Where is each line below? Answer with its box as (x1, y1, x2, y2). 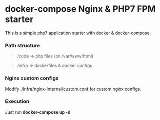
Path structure (5, 42, 40, 49)
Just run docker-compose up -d (5, 109, 71, 115)
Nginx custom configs (5, 75, 59, 81)
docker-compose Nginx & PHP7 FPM (5, 3, 156, 15)
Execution (5, 98, 30, 105)
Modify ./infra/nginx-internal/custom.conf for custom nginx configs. (5, 86, 141, 92)
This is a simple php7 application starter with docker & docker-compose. (5, 30, 151, 36)
